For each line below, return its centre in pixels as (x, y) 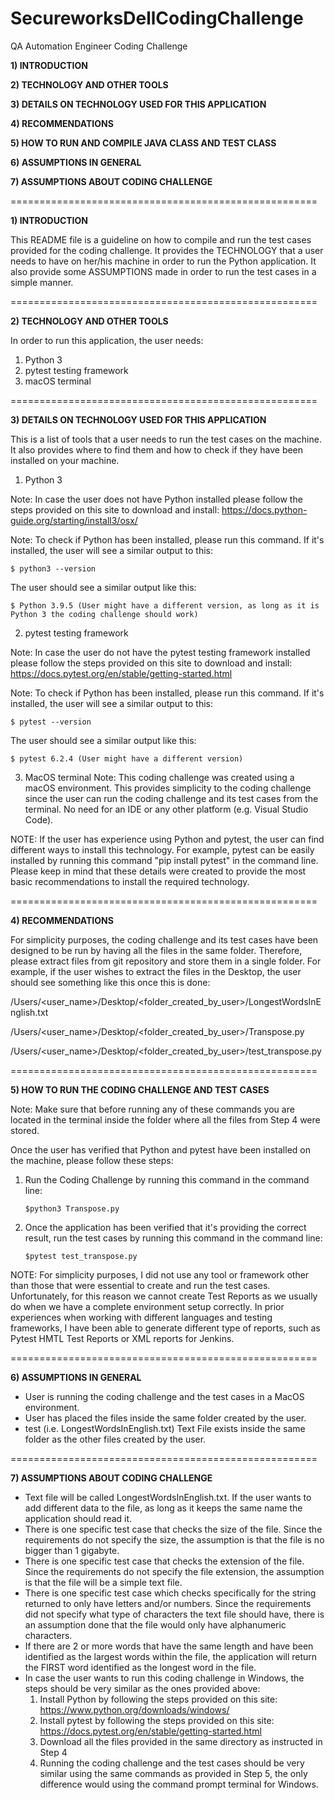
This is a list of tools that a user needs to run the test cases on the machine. (166, 439)
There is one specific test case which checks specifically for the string (170, 1593)
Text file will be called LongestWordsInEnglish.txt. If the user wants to (168, 1497)
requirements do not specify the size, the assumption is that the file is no (174, 1539)
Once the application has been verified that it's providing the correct (165, 1227)
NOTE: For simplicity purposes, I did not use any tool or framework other (160, 1274)
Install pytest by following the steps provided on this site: (157, 1720)
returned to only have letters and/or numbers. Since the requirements (168, 1603)
